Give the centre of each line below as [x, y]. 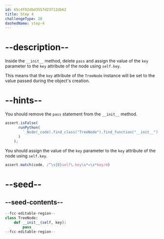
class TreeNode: [21, 218]
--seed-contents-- [34, 202]
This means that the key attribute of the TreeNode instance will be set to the [80, 76]
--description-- [37, 47]
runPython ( [29, 128]
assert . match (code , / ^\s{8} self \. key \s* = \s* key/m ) [58, 165]
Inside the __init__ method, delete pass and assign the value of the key [77, 61]
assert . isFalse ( [21, 123]
